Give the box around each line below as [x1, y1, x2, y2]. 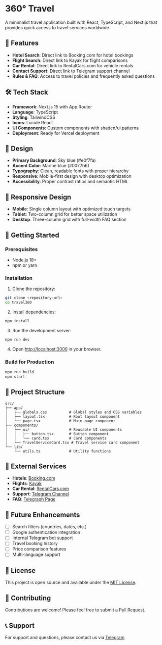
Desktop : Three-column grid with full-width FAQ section [12, 216, 127, 223]
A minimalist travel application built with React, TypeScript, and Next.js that [5, 19, 158, 25]
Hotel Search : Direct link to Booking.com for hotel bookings [12, 52, 134, 58]
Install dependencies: [12, 309, 56, 315]
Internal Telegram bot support [12, 535, 73, 541]
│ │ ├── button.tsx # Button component [5, 431, 109, 436]
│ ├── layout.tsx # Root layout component [5, 414, 120, 419]
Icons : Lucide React [12, 119, 53, 125]
